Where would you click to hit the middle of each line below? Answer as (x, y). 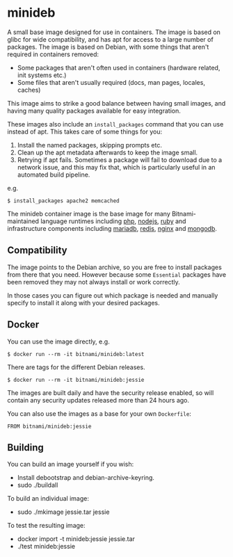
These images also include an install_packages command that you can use (115, 124)
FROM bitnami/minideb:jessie (49, 426)
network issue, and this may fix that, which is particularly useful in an (116, 167)
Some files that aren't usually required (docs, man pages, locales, (111, 82)
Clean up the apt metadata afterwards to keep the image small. (107, 152)
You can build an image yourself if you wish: (71, 465)
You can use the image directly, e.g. (58, 341)
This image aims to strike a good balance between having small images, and (116, 103)
